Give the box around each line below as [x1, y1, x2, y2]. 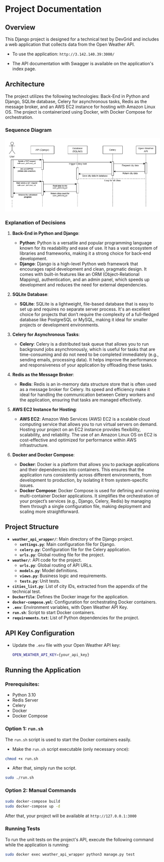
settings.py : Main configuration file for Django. [19, 541, 116, 547]
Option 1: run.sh [5, 725, 44, 732]
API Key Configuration [5, 629, 75, 637]
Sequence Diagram [5, 126, 52, 133]
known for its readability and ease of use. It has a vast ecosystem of [19, 245, 158, 251]
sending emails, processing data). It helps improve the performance [19, 357, 157, 363]
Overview [5, 23, 36, 32]
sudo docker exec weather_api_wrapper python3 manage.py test [5, 852, 135, 857]
